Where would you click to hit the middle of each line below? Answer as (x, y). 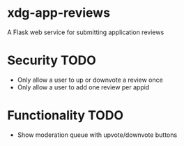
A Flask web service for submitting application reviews (86, 32)
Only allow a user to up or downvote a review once (90, 80)
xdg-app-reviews (59, 13)
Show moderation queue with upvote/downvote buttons (97, 135)
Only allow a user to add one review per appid (83, 87)
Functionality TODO (66, 116)
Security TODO (52, 60)
